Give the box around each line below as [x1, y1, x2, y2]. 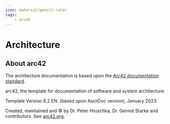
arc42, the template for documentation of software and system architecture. [5, 88, 165, 94]
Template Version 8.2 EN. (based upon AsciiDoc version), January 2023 [5, 98, 157, 104]
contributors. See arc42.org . [5, 113, 65, 119]
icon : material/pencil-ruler [5, 7, 67, 13]
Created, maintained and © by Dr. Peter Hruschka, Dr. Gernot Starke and [5, 108, 158, 114]
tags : [5, 12, 17, 17]
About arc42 [5, 59, 46, 68]
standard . [5, 78, 26, 84]
